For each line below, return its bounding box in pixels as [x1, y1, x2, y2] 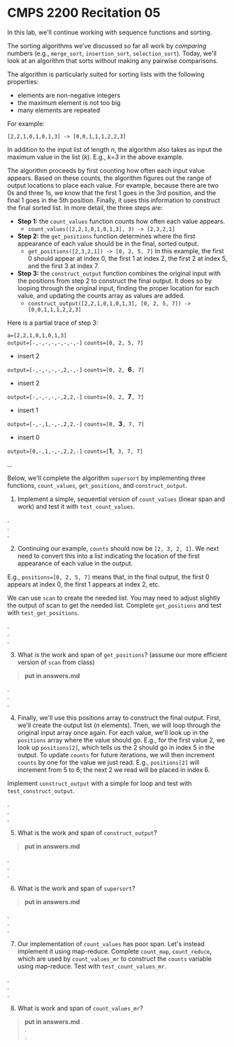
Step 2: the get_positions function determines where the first [17, 232, 196, 240]
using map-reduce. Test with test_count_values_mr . [17, 962, 166, 970]
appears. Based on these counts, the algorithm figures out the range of [7, 174, 212, 182]
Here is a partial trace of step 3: [7, 318, 98, 327]
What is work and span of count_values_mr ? [17, 1004, 143, 1012]
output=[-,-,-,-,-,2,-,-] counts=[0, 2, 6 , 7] [7, 365, 145, 374]
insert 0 [17, 433, 40, 442]
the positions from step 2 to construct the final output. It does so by [17, 276, 212, 285]
